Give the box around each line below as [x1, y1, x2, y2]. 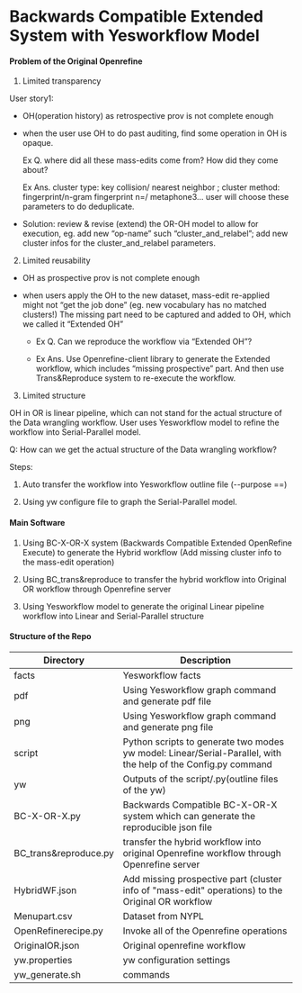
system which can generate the [122, 809, 256, 822]
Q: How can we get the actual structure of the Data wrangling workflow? [9, 444, 277, 456]
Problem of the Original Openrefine [9, 56, 143, 67]
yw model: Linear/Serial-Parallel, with [122, 746, 281, 759]
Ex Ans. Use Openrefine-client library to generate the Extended [35, 354, 271, 365]
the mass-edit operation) [22, 556, 115, 567]
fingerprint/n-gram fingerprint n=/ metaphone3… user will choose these [22, 192, 289, 203]
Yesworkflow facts [122, 669, 201, 682]
